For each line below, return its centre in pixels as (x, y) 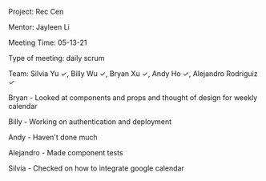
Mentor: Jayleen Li (39, 27)
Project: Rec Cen (36, 12)
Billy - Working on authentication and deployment (90, 122)
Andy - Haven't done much (53, 137)
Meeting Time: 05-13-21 (48, 42)
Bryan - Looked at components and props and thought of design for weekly (133, 98)
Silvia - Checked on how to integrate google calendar (96, 168)
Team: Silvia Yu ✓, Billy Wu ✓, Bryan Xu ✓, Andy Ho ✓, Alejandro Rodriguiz (133, 74)
